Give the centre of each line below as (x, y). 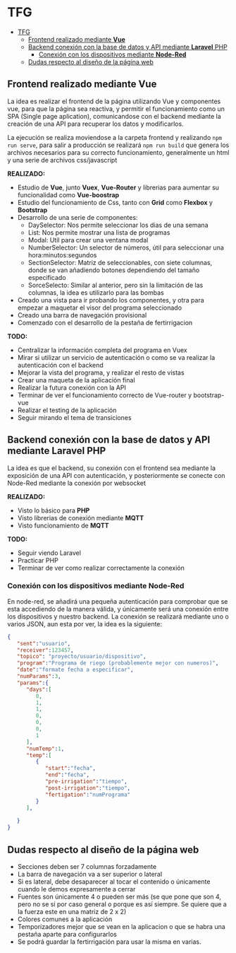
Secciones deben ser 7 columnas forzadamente (87, 866)
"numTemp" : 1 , (45, 749)
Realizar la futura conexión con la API (72, 387)
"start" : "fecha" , (70, 768)
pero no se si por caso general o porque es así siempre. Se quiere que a (122, 904)
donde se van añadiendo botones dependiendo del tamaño (114, 270)
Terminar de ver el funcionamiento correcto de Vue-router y (105, 395)
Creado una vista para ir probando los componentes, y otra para (111, 300)
